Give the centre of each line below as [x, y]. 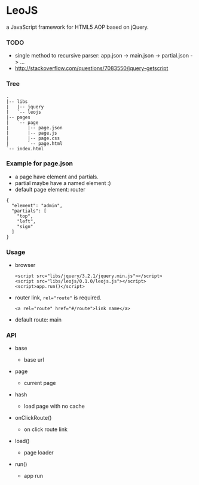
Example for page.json [40, 163]
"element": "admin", [37, 205]
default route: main [38, 320]
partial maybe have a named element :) [63, 183]
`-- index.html [25, 148]
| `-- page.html [34, 143]
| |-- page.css [33, 138]
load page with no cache [54, 406]
